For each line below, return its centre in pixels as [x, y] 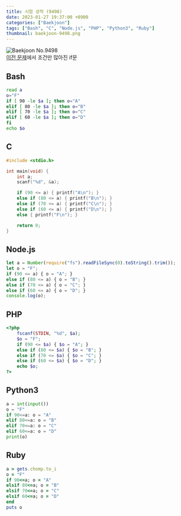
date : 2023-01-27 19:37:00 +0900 [47, 17]
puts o [14, 507]
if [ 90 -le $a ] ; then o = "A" [43, 101]
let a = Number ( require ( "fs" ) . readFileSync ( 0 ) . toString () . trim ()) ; [91, 263]
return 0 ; [29, 225]
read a [14, 90]
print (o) [17, 437]
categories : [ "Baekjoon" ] [38, 22]
